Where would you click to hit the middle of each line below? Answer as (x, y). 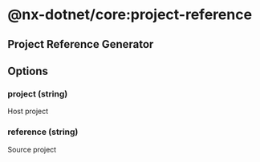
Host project (28, 111)
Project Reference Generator (81, 44)
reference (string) (43, 132)
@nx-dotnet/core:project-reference (130, 15)
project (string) (38, 93)
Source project (32, 149)
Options (28, 71)
